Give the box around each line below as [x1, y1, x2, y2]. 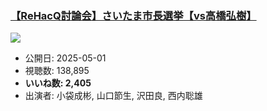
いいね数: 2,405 [24, 77, 92, 89]
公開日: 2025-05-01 [24, 52, 107, 64]
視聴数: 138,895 [24, 65, 90, 77]
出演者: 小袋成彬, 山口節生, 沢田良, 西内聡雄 [24, 90, 203, 102]
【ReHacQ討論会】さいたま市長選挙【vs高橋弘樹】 [10, 8, 257, 22]
